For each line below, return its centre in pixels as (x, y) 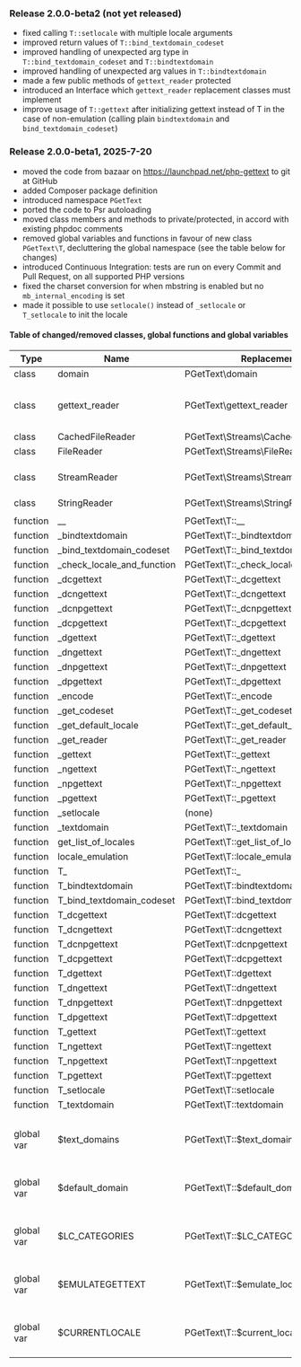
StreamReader (88, 477)
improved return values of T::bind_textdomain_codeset (123, 42)
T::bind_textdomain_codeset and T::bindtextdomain (118, 62)
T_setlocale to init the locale (75, 314)
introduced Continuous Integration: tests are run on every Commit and (152, 267)
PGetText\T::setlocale (230, 1089)
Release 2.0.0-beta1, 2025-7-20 (81, 152)
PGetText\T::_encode (229, 696)
